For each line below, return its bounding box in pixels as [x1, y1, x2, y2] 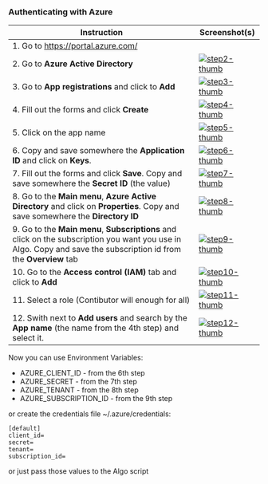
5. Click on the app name [12, 127, 106, 138]
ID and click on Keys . [12, 155, 92, 166]
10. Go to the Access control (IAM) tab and [12, 266, 177, 277]
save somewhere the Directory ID [12, 211, 140, 222]
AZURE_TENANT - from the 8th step [19, 385, 140, 395]
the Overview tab [12, 254, 78, 265]
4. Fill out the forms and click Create [12, 104, 149, 116]
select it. [12, 333, 45, 344]
